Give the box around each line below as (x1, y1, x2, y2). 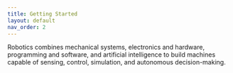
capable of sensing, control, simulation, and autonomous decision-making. (7, 58, 226, 67)
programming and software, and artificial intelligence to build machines (7, 50, 216, 59)
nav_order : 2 (7, 23, 46, 30)
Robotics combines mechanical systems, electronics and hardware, (7, 43, 205, 52)
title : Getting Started (7, 10, 78, 18)
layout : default (7, 17, 55, 24)
